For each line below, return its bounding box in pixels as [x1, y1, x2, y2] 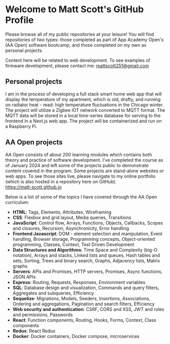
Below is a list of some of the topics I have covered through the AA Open [5, 194, 157, 200]
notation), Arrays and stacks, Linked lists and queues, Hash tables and [12, 252, 160, 258]
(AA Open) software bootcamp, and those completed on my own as [5, 42, 147, 48]
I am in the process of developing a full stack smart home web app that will [5, 90, 162, 97]
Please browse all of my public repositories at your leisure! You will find [5, 31, 154, 37]
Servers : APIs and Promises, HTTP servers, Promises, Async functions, [12, 268, 163, 274]
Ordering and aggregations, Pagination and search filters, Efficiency [12, 301, 155, 307]
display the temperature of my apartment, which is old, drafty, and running [5, 96, 161, 102]
